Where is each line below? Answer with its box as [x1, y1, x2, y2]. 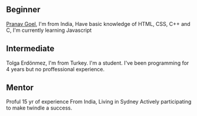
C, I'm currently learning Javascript [6, 26, 92, 34]
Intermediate [6, 44, 55, 54]
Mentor [6, 82, 34, 93]
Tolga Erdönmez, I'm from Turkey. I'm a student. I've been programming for [6, 59, 189, 67]
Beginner [6, 5, 41, 15]
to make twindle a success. [6, 104, 73, 111]
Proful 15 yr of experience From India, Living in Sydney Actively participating [6, 98, 192, 105]
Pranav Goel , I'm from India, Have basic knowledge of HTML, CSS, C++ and [6, 20, 191, 27]
